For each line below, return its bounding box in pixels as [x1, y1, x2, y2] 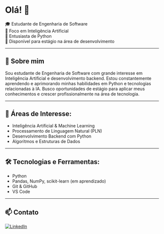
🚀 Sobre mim [5, 57, 45, 66]
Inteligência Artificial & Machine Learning [12, 122, 95, 129]
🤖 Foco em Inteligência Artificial [5, 28, 69, 34]
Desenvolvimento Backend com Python [12, 133, 92, 139]
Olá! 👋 [5, 4, 30, 16]
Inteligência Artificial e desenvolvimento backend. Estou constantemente [5, 75, 152, 81]
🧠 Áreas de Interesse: [5, 110, 72, 118]
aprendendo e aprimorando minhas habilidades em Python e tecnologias [5, 80, 151, 86]
